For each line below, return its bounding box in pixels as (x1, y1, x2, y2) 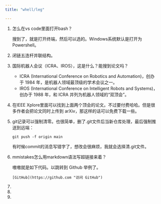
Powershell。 (12, 42, 39, 48)
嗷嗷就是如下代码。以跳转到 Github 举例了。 (12, 164, 101, 170)
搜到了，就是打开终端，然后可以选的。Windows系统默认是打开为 (12, 36, 142, 42)
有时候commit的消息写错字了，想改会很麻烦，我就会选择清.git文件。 (12, 143, 149, 149)
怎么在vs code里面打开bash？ (12, 25, 73, 31)
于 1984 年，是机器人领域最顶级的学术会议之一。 (19, 79, 118, 85)
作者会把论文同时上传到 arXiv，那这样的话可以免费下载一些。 (16, 108, 140, 114)
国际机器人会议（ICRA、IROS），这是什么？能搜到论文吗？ (12, 63, 128, 68)
